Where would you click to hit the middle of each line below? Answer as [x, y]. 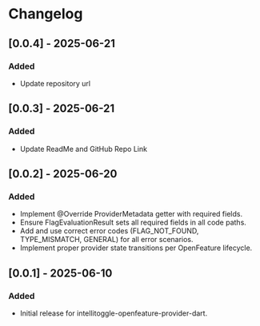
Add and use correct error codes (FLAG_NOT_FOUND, [109, 231]
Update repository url [55, 83]
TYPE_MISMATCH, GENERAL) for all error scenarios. [106, 240]
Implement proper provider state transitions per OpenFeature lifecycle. [136, 248]
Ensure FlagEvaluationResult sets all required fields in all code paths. [133, 223]
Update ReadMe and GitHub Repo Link [84, 149]
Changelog [46, 14]
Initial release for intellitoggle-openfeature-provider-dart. [114, 313]
